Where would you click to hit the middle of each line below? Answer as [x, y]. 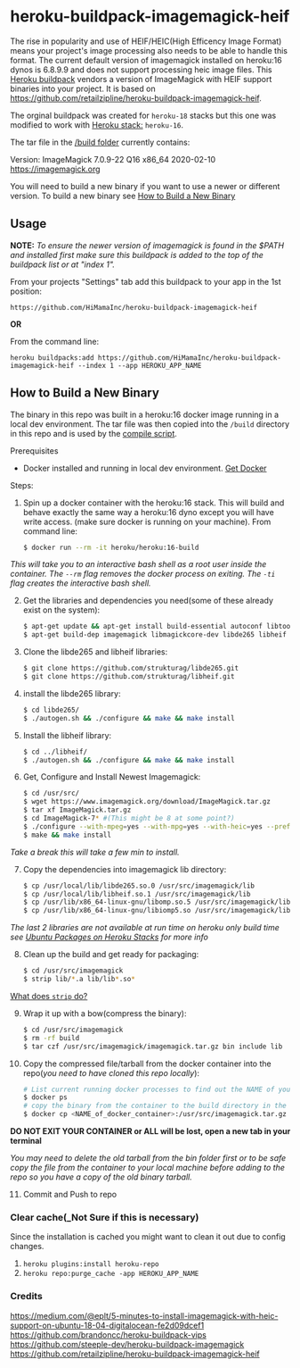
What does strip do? [49, 996]
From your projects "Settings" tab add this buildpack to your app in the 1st [146, 281]
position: [26, 291]
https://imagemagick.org [55, 169]
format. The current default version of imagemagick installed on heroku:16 [146, 60]
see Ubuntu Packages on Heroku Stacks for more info [109, 937]
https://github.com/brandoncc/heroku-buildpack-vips [109, 1335]
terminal [26, 1141]
